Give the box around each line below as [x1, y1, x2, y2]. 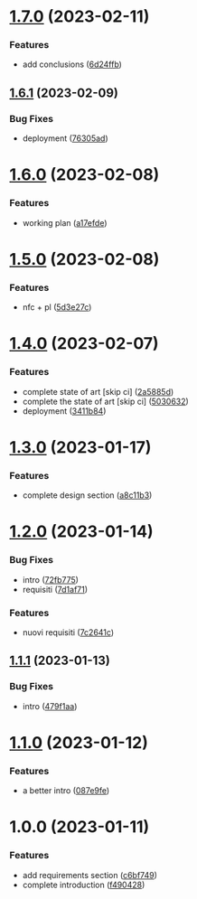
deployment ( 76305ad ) [22, 133, 108, 144]
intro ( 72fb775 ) [22, 574, 80, 585]
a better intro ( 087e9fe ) [22, 785, 110, 796]
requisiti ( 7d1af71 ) [22, 584, 89, 595]
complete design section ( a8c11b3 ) [22, 490, 153, 501]
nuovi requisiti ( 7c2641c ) [22, 626, 115, 638]
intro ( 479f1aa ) [22, 700, 78, 711]
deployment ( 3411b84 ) [22, 405, 107, 417]
